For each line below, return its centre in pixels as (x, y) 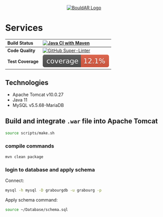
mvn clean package (24, 157)
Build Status (20, 43)
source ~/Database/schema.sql (37, 210)
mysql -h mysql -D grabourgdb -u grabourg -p (53, 190)
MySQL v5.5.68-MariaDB (38, 105)
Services (24, 28)
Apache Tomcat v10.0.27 (38, 94)
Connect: (14, 180)
